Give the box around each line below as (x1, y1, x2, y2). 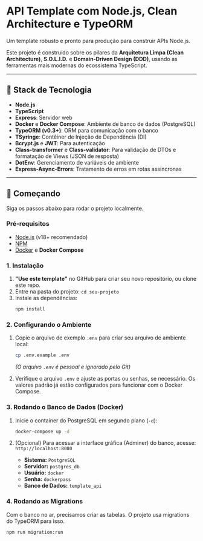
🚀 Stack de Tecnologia (6, 85, 92, 95)
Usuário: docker (24, 469, 65, 476)
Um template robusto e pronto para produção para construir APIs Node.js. (6, 37, 190, 44)
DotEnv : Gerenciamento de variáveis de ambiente (14, 159, 139, 166)
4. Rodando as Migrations (6, 497, 83, 506)
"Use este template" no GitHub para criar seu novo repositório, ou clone (14, 275, 197, 283)
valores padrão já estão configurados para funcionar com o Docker (14, 381, 183, 389)
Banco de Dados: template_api (24, 482, 102, 490)
